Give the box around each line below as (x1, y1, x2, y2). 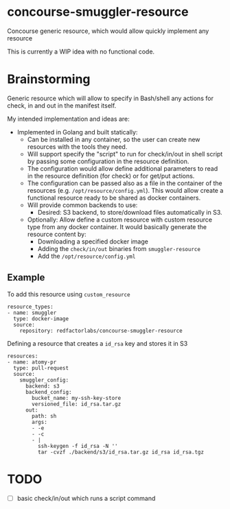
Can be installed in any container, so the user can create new (27, 135, 200, 143)
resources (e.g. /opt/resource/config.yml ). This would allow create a (27, 186, 224, 194)
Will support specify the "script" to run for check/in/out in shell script (27, 150, 223, 158)
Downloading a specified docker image (37, 237, 149, 246)
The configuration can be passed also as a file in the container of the (27, 179, 223, 187)
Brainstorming (7, 71, 91, 87)
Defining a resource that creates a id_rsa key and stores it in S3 (7, 339, 188, 347)
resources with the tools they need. (27, 142, 128, 151)
